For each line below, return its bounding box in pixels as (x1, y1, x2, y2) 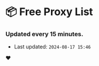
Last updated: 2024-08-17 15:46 (13, 43, 91, 50)
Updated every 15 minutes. (5, 30, 84, 39)
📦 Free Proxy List (5, 5, 93, 19)
